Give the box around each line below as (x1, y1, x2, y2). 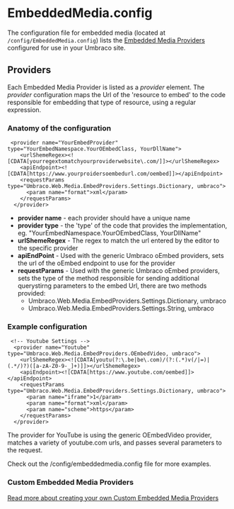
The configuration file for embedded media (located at (7, 28, 166, 37)
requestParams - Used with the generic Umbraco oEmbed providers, (17, 267, 221, 275)
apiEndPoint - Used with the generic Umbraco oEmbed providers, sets (17, 252, 224, 260)
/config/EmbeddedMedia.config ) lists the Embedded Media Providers (7, 35, 205, 44)
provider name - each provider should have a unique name (17, 214, 191, 223)
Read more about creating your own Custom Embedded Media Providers (7, 493, 219, 502)
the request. (7, 446, 43, 454)
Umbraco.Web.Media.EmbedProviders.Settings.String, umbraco (28, 304, 214, 313)
